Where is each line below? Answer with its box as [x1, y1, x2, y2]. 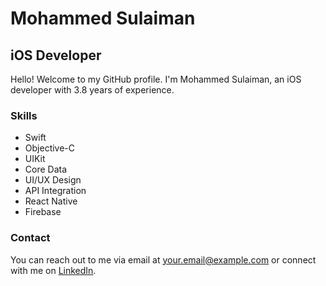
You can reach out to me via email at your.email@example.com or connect [10, 253, 317, 266]
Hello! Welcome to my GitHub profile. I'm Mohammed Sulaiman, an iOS [10, 73, 302, 85]
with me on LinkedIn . [10, 264, 97, 276]
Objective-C [24, 142, 76, 154]
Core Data [24, 163, 68, 176]
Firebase [24, 206, 62, 218]
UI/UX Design [24, 174, 82, 186]
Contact [10, 231, 51, 245]
